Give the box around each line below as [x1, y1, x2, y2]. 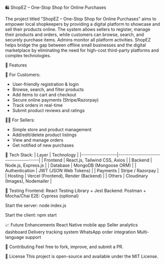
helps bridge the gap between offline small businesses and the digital [5, 42, 146, 48]
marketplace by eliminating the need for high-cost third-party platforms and [5, 47, 159, 53]
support [25, 234, 41, 240]
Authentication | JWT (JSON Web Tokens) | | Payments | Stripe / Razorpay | [5, 168, 159, 173]
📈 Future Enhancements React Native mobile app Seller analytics [5, 222, 138, 227]
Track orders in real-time [12, 102, 63, 108]
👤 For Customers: [5, 72, 41, 77]
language [5, 234, 24, 240]
